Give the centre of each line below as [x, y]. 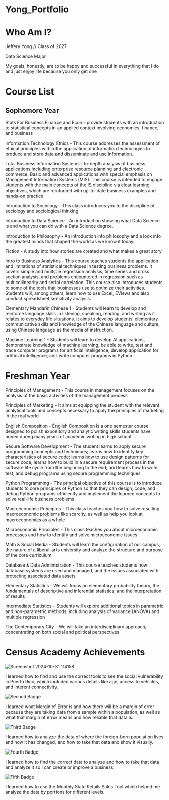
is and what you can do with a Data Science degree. [59, 226]
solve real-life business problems [40, 499]
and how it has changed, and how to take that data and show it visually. [79, 742]
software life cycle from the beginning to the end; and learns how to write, [82, 468]
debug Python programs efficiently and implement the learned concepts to [83, 494]
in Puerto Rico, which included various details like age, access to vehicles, [82, 681]
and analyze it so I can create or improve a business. [60, 767]
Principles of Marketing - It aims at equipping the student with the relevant [82, 405]
